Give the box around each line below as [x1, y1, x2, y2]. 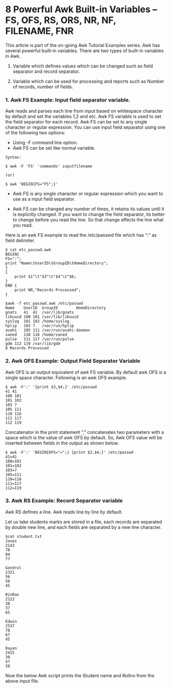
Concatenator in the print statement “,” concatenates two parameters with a [5, 429, 164, 435]
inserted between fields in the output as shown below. [5, 440, 119, 446]
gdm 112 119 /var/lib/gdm [5, 341, 60, 347]
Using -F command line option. [12, 139, 78, 146]
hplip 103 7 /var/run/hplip [5, 323, 74, 329]
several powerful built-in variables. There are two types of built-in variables [5, 47, 164, 54]
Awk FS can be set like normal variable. [12, 145, 96, 151]
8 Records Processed [5, 346, 50, 351]
